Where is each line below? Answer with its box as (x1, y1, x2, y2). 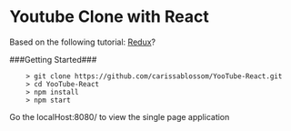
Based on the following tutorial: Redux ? (9, 36, 156, 47)
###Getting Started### (9, 54, 97, 65)
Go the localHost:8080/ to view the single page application (9, 111, 230, 122)
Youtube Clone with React (9, 6, 209, 27)
